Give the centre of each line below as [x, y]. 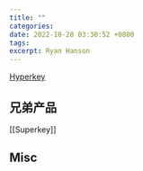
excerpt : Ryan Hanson [50, 51]
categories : [31, 26]
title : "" [28, 18]
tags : [19, 43]
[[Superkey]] [33, 129]
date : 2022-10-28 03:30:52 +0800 [72, 34]
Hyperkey [27, 76]
